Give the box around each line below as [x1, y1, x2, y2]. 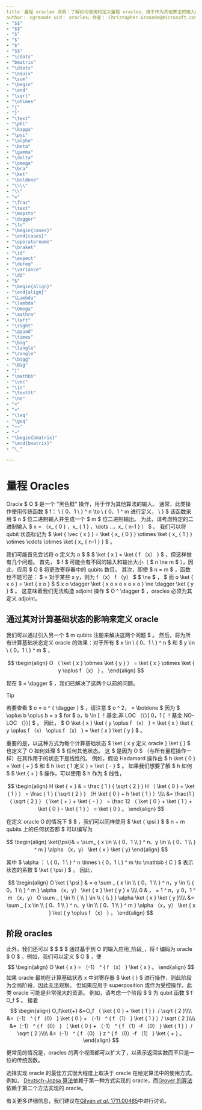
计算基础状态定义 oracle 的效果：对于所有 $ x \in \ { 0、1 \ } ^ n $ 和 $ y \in [11, 639, 195, 646]
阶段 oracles [6, 929, 53, 939]
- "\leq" [6, 412, 28, 418]
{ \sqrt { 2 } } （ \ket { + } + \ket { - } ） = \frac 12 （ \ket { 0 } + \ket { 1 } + [10, 797, 192, 805]
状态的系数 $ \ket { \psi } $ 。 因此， [6, 866, 96, 873]
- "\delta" [6, 154, 34, 160]
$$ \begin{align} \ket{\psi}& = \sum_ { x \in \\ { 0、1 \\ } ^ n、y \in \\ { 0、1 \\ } [6, 838, 196, 845]
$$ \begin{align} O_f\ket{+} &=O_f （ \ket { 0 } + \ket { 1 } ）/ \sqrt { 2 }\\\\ [10, 1008, 192, 1015]
